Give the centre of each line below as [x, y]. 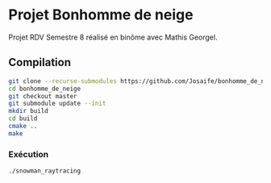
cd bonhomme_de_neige [45, 89]
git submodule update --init [57, 104]
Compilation [40, 62]
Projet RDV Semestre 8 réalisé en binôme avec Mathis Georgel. [113, 37]
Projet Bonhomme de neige [101, 15]
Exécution [29, 154]
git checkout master [43, 96]
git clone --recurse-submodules [63, 81]
